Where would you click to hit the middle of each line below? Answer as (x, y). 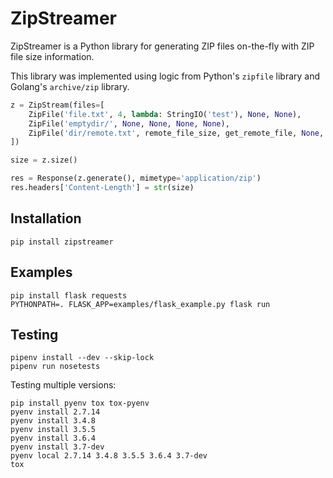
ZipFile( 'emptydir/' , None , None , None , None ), (129, 123)
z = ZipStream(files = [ (57, 105)
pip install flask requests (69, 295)
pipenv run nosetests (55, 367)
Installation (46, 218)
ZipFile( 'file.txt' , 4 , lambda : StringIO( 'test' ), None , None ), (165, 114)
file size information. (52, 56)
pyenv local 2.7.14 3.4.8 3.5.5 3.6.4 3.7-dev (109, 456)
